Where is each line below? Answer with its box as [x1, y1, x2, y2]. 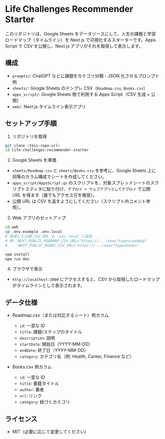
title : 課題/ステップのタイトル [19, 329, 82, 335]
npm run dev [5, 257, 29, 262]
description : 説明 [19, 335, 55, 341]
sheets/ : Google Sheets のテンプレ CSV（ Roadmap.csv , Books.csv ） [12, 85, 148, 91]
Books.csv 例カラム [12, 364, 52, 370]
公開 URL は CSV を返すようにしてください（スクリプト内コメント [12, 198, 146, 205]
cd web [5, 225, 19, 230]
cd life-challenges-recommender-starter [5, 147, 89, 153]
